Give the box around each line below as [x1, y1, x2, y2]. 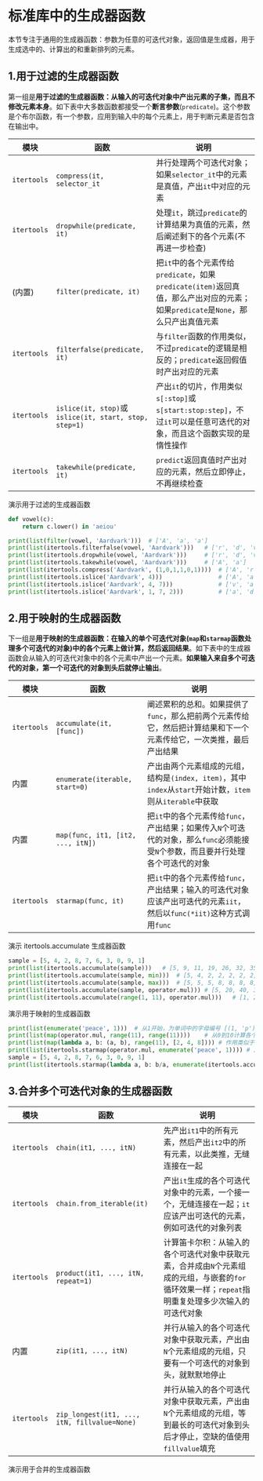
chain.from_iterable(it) [56, 1198, 149, 1208]
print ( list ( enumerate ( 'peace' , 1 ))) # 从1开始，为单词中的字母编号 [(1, [8, 1024, 239, 1032]
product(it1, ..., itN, [56, 1268, 145, 1278]
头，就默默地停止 [163, 1369, 227, 1380]
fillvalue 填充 [163, 1443, 216, 1454]
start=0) [56, 782, 88, 792]
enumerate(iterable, [56, 775, 133, 784]
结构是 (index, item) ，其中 [146, 772, 247, 783]
